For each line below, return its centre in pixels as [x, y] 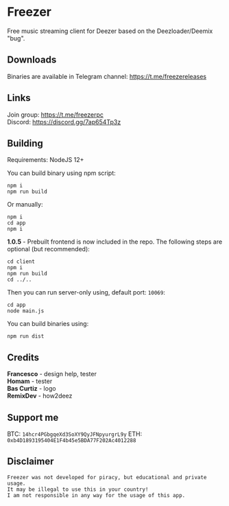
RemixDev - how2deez [40, 396]
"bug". [16, 38]
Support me [33, 417]
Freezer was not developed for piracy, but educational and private [107, 477]
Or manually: [25, 205]
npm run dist [26, 336]
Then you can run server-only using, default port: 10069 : [86, 292]
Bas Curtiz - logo [32, 389]
